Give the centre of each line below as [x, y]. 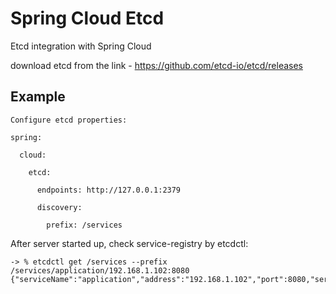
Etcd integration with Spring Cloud [81, 46]
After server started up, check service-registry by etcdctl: [129, 243]
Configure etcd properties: [69, 120]
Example [38, 97]
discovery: [59, 207]
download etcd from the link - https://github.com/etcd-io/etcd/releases [156, 65]
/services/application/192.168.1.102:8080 [100, 270]
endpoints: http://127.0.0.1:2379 [109, 190]
